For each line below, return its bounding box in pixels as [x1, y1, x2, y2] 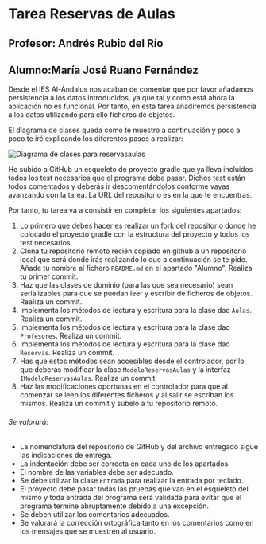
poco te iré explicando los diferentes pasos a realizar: [8, 134, 184, 143]
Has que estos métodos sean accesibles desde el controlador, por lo [19, 356, 245, 366]
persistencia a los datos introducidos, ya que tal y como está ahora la [8, 93, 236, 103]
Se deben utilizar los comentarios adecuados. [19, 509, 170, 519]
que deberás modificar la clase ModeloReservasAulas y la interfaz [19, 365, 232, 374]
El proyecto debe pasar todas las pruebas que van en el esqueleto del [19, 483, 249, 494]
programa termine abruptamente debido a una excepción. [19, 501, 209, 511]
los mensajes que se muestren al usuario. [19, 526, 156, 536]
